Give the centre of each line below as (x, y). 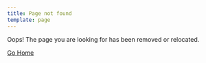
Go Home (21, 53)
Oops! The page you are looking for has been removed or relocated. (103, 39)
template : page (29, 20)
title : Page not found (39, 13)
